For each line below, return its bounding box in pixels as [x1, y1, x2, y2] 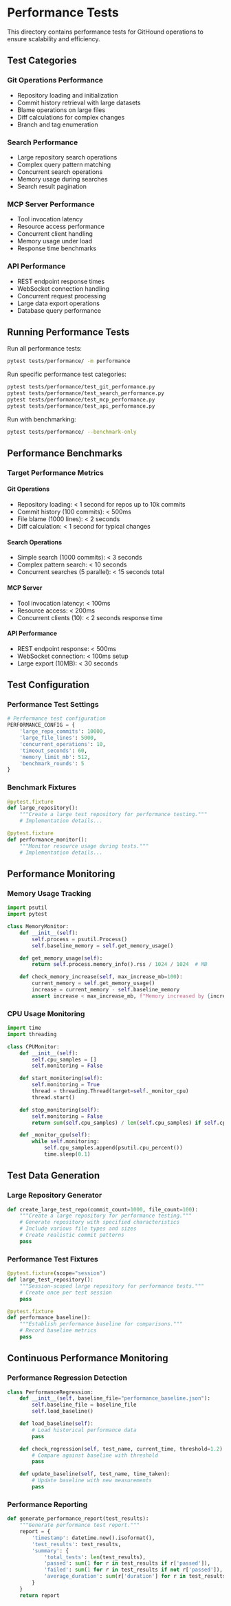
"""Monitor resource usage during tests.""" [19, 842, 149, 850]
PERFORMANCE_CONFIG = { [7, 722, 76, 729]
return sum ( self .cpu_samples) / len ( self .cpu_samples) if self [32, 1119, 217, 1126]
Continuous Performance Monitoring [7, 1352, 168, 1364]
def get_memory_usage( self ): [19, 954, 103, 962]
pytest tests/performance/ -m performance [7, 357, 131, 365]
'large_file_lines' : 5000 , [19, 734, 97, 742]
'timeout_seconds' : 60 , [19, 747, 88, 754]
